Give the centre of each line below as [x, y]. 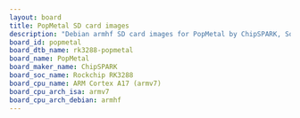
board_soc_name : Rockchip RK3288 [71, 75]
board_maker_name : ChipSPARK [63, 67]
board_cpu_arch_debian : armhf [66, 100]
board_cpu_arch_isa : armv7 [59, 91]
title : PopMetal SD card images [69, 26]
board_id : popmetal [46, 42]
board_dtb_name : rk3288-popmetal [71, 51]
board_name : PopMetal [50, 59]
